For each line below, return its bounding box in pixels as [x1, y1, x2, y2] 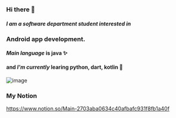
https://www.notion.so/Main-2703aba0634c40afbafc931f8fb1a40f [6, 105, 170, 112]
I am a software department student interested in [6, 20, 131, 27]
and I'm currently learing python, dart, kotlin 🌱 [6, 63, 123, 71]
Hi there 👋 [6, 5, 36, 14]
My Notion [6, 91, 38, 100]
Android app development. [6, 35, 85, 43]
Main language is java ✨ [6, 50, 67, 57]
